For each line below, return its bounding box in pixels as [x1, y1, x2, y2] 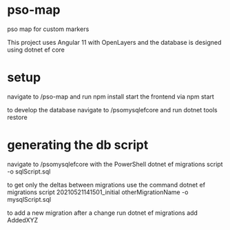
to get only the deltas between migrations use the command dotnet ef [7, 180, 205, 189]
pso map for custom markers [7, 25, 90, 33]
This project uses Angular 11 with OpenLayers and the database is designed [7, 38, 222, 46]
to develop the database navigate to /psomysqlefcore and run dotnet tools [7, 105, 218, 114]
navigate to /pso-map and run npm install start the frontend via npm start [7, 92, 215, 101]
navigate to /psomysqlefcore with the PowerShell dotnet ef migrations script [7, 160, 223, 168]
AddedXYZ [7, 216, 39, 224]
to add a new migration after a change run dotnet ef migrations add [7, 209, 198, 217]
